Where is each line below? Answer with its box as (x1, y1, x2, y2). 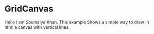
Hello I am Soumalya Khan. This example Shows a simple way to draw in (4, 19, 149, 25)
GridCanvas (4, 3, 54, 14)
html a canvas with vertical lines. (4, 24, 70, 30)
